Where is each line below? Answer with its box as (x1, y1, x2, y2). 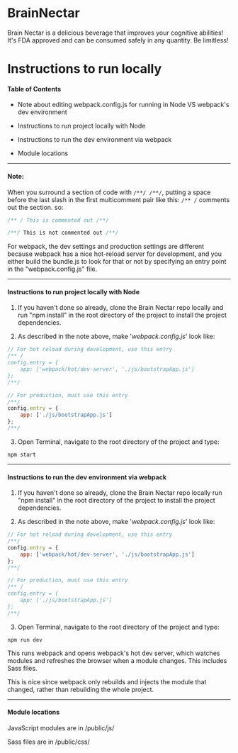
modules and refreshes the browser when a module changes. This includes (7, 656, 227, 664)
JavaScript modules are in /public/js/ (7, 723, 115, 732)
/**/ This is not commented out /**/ (7, 229, 119, 237)
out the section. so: (7, 203, 64, 211)
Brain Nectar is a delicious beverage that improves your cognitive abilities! (7, 28, 224, 37)
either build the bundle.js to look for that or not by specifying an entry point (7, 257, 227, 266)
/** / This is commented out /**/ (7, 216, 110, 224)
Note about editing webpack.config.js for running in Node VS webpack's (17, 101, 229, 109)
